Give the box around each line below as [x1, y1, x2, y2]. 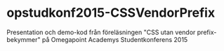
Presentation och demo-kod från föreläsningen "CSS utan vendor [6, 28, 196, 36]
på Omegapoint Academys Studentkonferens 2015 [41, 35, 188, 43]
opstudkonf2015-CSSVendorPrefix [6, 5, 216, 21]
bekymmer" [6, 35, 41, 43]
